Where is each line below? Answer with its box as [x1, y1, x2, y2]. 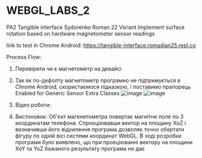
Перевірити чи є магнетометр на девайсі [15, 65, 122, 72]
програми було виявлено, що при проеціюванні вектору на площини [15, 138, 193, 145]
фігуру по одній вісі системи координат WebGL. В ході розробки [15, 132, 181, 139]
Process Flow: [6, 53, 42, 60]
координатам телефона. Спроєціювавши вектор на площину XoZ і [15, 119, 186, 127]
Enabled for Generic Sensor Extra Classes [15, 89, 120, 96]
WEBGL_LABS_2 [6, 4, 90, 17]
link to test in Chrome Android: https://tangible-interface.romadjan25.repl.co [6, 42, 197, 49]
